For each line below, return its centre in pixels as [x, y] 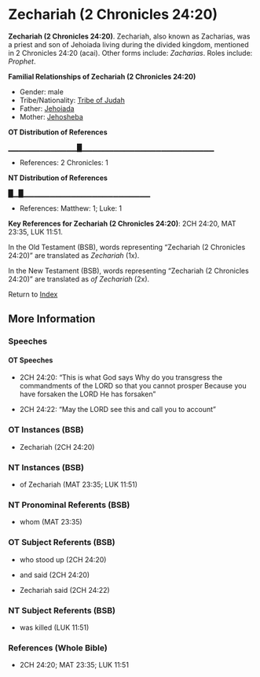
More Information [52, 319]
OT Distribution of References [58, 132]
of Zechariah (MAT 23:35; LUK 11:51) [79, 484]
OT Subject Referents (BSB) [62, 543]
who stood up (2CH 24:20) [63, 559]
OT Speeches [31, 360]
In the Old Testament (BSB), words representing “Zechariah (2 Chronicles [127, 247]
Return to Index [33, 294]
